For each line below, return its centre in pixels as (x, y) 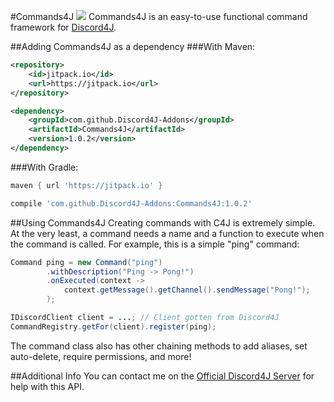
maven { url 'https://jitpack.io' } (86, 185)
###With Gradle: (44, 167)
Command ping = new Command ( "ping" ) (86, 262)
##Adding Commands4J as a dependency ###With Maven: (133, 46)
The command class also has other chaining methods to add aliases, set (159, 346)
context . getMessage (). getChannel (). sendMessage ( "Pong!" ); (187, 290)
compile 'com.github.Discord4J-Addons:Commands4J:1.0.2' (131, 203)
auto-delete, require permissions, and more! (101, 356)
